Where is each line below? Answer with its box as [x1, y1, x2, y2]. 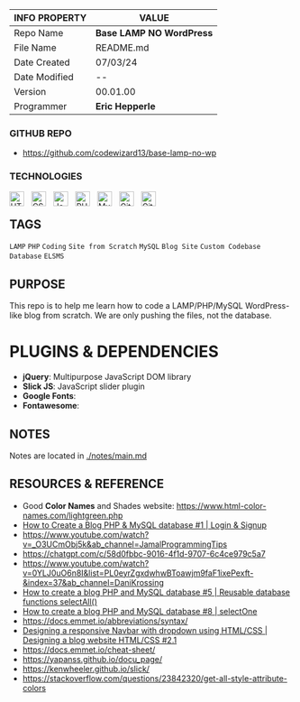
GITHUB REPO [9, 126, 72, 139]
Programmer [14, 100, 68, 112]
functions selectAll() [22, 596, 97, 607]
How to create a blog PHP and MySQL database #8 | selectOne [22, 605, 258, 616]
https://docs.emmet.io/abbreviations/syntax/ [22, 615, 188, 626]
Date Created [14, 56, 70, 69]
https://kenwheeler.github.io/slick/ [22, 663, 150, 674]
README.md [95, 42, 150, 53]
